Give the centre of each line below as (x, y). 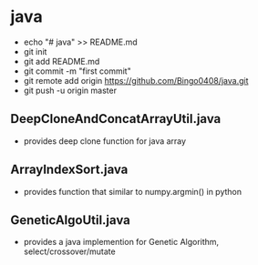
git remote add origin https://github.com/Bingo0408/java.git (136, 80)
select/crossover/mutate (70, 251)
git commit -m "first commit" (77, 71)
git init (35, 51)
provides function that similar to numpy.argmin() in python (133, 191)
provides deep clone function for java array (104, 141)
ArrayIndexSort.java (69, 170)
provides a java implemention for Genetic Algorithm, (121, 242)
